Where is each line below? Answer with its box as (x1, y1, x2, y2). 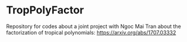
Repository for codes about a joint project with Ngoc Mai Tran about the (6, 23, 182, 30)
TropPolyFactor (6, 3, 84, 17)
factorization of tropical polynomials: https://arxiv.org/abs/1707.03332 (6, 29, 176, 36)
